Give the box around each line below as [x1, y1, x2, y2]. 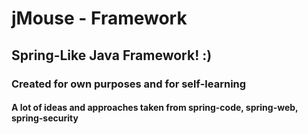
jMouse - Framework [11, 7, 188, 30]
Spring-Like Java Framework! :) [11, 47, 213, 64]
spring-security [11, 112, 79, 124]
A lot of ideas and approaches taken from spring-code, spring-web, [11, 102, 299, 114]
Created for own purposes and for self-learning [11, 77, 247, 91]
